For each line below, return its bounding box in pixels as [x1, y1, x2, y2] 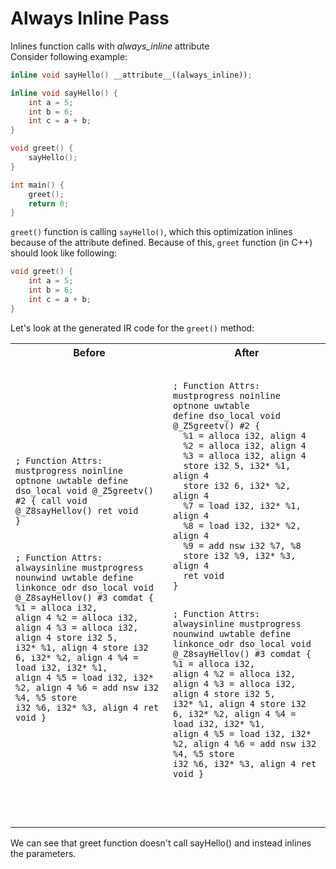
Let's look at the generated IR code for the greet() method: [10, 322, 255, 334]
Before [73, 345, 106, 359]
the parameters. [10, 847, 77, 859]
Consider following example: [10, 50, 128, 62]
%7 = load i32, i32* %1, [183, 500, 302, 511]
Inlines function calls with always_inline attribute [10, 40, 210, 52]
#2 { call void [15, 495, 88, 506]
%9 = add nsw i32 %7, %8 [183, 540, 302, 551]
